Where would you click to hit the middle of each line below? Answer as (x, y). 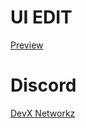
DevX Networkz (43, 113)
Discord (43, 85)
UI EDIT (41, 17)
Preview (27, 45)
